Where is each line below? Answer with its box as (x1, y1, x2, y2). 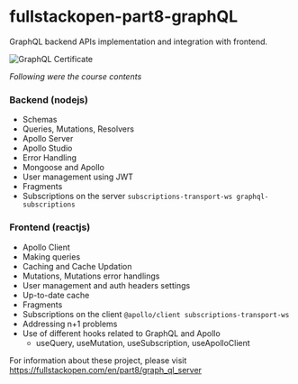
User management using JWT (22, 171, 133, 182)
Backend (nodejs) (9, 93, 88, 105)
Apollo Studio (22, 142, 73, 154)
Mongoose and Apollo (22, 162, 105, 173)
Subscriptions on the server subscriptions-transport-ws (22, 191, 233, 202)
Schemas (22, 114, 58, 125)
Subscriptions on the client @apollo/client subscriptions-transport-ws (22, 308, 290, 319)
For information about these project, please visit (9, 354, 187, 366)
